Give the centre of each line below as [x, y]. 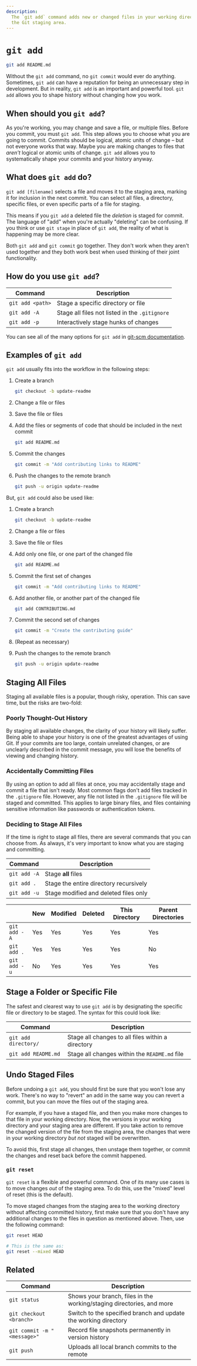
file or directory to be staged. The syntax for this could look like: [84, 1013]
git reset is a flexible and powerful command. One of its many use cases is [98, 1182]
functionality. [22, 258]
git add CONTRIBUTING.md [45, 609]
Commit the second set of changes [57, 620]
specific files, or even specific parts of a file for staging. [74, 204]
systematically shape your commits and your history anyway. [80, 159]
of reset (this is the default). [40, 1194]
